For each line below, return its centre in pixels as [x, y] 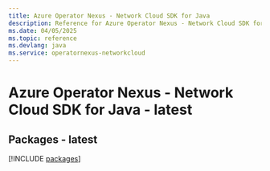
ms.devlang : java [37, 46]
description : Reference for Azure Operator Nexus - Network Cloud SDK [129, 23]
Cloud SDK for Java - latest [100, 110]
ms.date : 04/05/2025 [43, 31]
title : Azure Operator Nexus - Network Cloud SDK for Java [109, 16]
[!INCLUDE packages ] [45, 159]
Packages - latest [53, 139]
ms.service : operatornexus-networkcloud [77, 53]
